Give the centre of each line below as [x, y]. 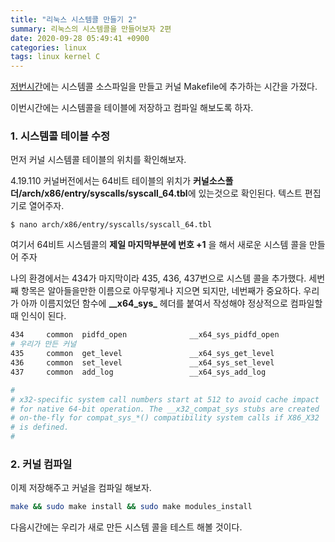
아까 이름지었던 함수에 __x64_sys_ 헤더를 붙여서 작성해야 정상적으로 [154, 303]
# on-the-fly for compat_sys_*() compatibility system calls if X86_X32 [165, 418]
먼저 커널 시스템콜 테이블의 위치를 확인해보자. [98, 160]
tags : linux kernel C [55, 57]
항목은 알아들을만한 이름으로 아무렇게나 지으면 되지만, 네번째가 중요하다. [161, 291]
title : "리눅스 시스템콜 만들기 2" [74, 19]
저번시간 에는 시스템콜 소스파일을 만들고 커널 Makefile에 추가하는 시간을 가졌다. [164, 87]
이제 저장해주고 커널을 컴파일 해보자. [81, 488]
